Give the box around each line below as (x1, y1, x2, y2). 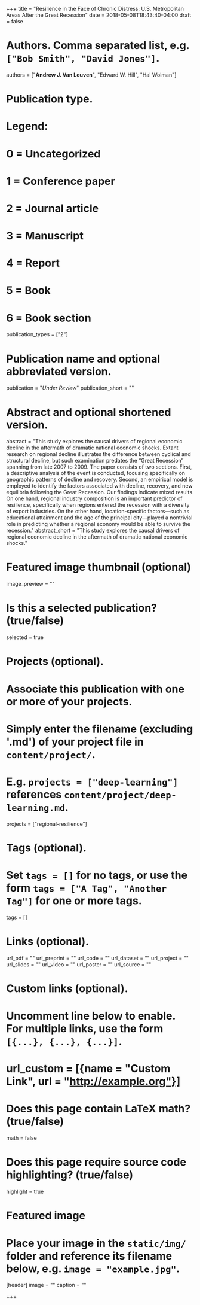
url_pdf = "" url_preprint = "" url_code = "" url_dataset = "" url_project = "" (6, 954, 189, 962)
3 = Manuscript (6, 229, 84, 243)
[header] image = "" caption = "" (6, 1282, 87, 1289)
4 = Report (6, 257, 60, 270)
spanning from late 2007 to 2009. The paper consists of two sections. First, (6, 463, 192, 470)
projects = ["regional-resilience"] (6, 820, 88, 828)
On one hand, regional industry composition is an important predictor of (6, 495, 183, 502)
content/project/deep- (63, 789, 177, 801)
